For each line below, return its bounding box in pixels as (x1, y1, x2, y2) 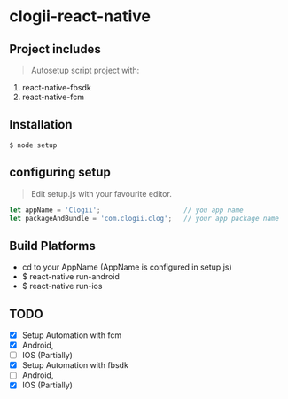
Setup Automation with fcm (21, 330, 122, 340)
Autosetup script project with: (30, 65, 140, 75)
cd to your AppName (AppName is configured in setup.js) (21, 262, 232, 272)
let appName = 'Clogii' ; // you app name (9, 206, 244, 215)
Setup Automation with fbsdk (21, 360, 128, 371)
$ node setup (9, 140, 58, 150)
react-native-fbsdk (21, 82, 91, 92)
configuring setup (9, 165, 111, 180)
